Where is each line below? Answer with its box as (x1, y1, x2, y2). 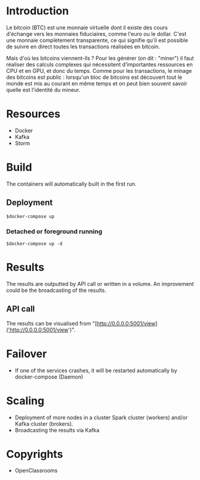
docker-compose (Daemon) (14, 373, 84, 380)
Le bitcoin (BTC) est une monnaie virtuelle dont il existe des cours (6, 24, 168, 31)
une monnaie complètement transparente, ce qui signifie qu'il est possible (6, 36, 188, 44)
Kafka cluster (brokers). (14, 420, 73, 427)
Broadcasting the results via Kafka (14, 426, 100, 433)
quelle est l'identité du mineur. (6, 86, 81, 93)
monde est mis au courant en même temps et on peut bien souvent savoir (6, 79, 187, 87)
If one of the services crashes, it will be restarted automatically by (14, 367, 177, 374)
